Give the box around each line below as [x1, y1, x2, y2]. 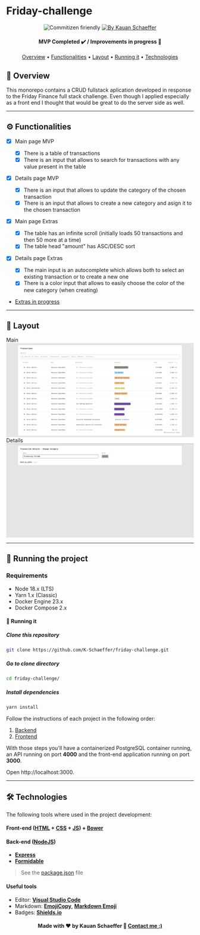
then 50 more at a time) [23, 236, 82, 243]
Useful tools [6, 883, 37, 890]
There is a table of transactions [23, 149, 101, 157]
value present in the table [23, 162, 86, 170]
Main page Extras [14, 218, 58, 225]
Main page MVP [14, 137, 55, 145]
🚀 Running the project [6, 554, 88, 564]
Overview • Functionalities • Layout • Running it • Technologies [21, 54, 179, 61]
